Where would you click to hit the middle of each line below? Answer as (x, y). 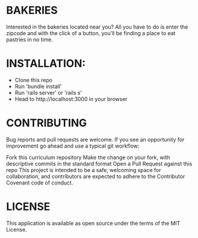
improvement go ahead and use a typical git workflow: (73, 146)
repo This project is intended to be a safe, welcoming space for (84, 170)
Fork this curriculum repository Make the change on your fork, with (88, 157)
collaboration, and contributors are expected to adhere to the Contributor (96, 176)
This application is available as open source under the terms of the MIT (93, 223)
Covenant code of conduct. (40, 183)
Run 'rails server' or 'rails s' (48, 92)
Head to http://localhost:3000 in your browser (71, 99)
